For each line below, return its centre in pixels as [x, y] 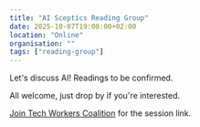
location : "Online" [47, 35]
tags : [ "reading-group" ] [57, 52]
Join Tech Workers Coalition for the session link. [100, 113]
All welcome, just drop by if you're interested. [95, 96]
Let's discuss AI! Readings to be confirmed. [91, 78]
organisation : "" [42, 43]
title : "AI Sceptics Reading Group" [79, 18]
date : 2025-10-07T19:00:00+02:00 [73, 26]
